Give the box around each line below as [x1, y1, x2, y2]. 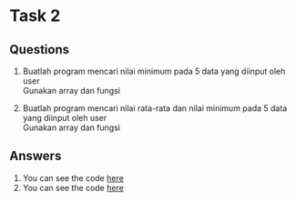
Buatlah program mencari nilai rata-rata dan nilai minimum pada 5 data [22, 103, 288, 114]
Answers [9, 148, 62, 164]
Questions [9, 42, 70, 57]
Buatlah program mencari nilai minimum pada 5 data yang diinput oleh [22, 66, 286, 76]
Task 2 [9, 5, 61, 26]
